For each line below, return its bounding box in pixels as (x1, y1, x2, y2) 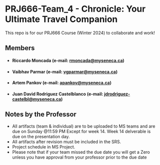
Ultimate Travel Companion (5, 14, 118, 25)
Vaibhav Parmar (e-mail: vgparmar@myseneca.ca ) (12, 69, 118, 74)
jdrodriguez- (104, 91, 130, 97)
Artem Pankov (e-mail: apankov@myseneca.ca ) (12, 80, 112, 86)
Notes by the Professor (5, 110, 77, 119)
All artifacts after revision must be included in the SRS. (12, 139, 122, 145)
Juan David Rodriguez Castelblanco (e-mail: (12, 91, 104, 97)
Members (5, 44, 35, 52)
